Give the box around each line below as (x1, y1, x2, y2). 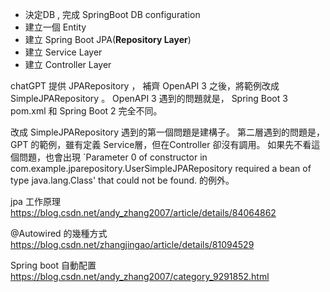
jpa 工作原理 (10, 196, 61, 207)
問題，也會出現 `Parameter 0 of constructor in (18, 151, 208, 163)
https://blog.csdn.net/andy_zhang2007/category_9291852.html (10, 271, 270, 282)
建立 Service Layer (24, 46, 103, 58)
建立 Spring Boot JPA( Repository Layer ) (24, 34, 192, 45)
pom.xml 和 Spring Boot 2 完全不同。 (10, 105, 163, 117)
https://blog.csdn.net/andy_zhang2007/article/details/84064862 (10, 207, 277, 218)
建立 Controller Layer (24, 59, 112, 70)
